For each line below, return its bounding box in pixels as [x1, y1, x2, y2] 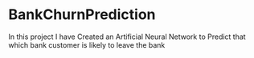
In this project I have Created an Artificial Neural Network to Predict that [8, 32, 247, 41]
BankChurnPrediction [8, 6, 156, 24]
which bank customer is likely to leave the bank [8, 40, 166, 49]
